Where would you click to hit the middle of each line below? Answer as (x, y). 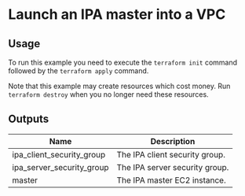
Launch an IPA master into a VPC (117, 15)
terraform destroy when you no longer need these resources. (109, 94)
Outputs (29, 119)
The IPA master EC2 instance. (171, 180)
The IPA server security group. (173, 167)
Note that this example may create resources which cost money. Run (119, 86)
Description (173, 141)
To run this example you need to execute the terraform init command (123, 62)
